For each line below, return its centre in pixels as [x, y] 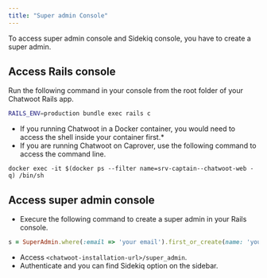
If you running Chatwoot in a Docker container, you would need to [128, 129]
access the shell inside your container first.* [92, 137]
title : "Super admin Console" [58, 15]
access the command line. [63, 154]
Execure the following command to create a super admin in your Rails [133, 219]
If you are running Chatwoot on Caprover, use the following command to [138, 146]
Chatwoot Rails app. [41, 99]
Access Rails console [62, 72]
